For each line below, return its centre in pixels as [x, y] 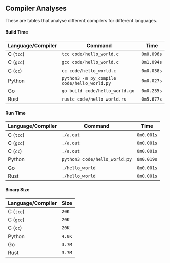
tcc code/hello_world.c [90, 54]
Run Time [16, 113]
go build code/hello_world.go [98, 91]
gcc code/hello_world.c [90, 62]
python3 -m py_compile [89, 78]
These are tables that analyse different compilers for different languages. [81, 20]
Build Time [17, 32]
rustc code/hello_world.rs [94, 99]
